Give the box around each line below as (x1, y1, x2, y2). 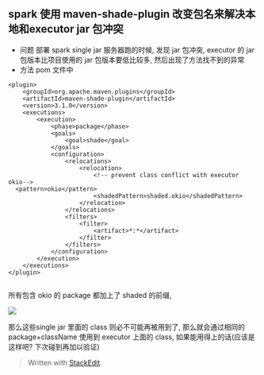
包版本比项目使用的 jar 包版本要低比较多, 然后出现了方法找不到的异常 (19, 55, 245, 64)
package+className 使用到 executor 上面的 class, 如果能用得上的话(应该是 (8, 332, 255, 342)
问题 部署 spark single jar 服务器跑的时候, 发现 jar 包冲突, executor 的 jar (19, 44, 255, 54)
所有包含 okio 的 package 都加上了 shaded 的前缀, (8, 290, 172, 300)
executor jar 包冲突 (29, 22, 124, 36)
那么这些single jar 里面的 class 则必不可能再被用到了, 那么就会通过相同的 (8, 322, 246, 331)
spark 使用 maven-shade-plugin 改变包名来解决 (8, 7, 246, 21)
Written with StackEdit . (27, 358, 103, 367)
